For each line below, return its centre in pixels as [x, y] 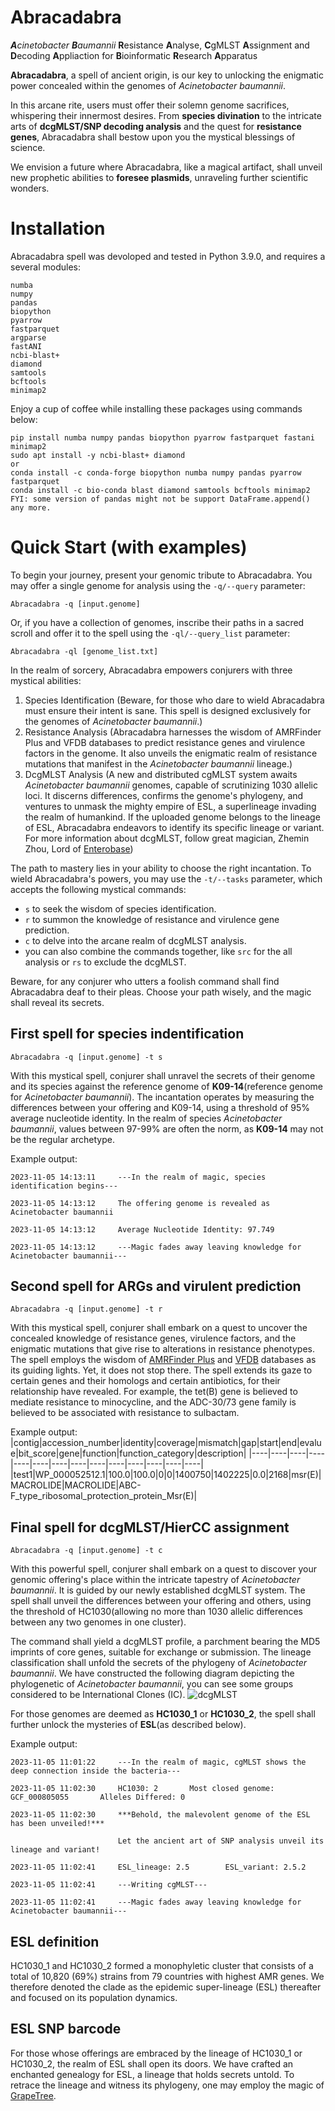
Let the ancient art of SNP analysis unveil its [221, 1841]
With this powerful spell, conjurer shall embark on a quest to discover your [163, 1569]
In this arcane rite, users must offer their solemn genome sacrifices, [150, 105]
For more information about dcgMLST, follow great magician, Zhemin [167, 838]
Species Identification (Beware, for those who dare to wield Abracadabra [174, 700]
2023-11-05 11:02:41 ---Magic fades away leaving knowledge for [156, 1902]
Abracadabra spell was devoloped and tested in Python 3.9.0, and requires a [168, 256]
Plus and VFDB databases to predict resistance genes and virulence [165, 742]
